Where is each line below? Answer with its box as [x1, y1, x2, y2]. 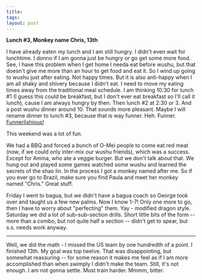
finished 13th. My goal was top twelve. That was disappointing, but [6, 247, 171, 255]
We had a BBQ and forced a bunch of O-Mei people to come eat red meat [6, 142, 189, 149]
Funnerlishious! [6, 119, 44, 126]
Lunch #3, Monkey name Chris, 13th [6, 37, 98, 44]
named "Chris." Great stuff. [6, 180, 73, 187]
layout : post [6, 20, 39, 26]
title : [6, 8, 23, 15]
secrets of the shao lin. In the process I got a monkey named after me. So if [6, 167, 192, 175]
